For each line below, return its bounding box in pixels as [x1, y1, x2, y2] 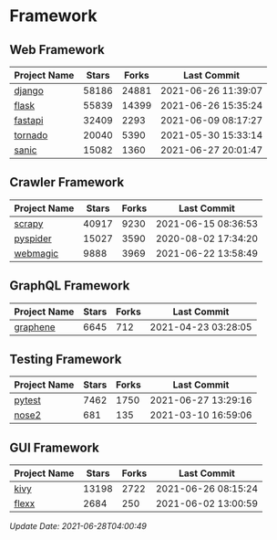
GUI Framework [9, 439, 100, 455]
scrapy [14, 217, 44, 229]
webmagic [14, 247, 59, 259]
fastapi [14, 114, 44, 126]
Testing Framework [9, 352, 122, 367]
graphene [14, 321, 56, 334]
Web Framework [9, 42, 105, 58]
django [14, 84, 44, 97]
